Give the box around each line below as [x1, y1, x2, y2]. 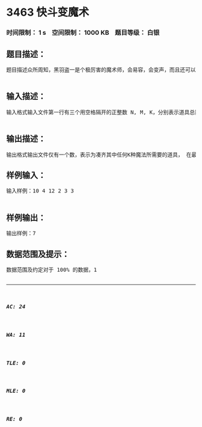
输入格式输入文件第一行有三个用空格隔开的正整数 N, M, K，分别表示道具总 [6, 109, 195, 115]
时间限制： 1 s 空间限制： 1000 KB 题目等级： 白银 [6, 28, 160, 37]
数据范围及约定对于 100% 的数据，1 [6, 266, 97, 273]
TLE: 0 [6, 359, 26, 366]
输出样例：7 [6, 230, 36, 237]
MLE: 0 [6, 387, 26, 395]
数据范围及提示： [6, 249, 70, 259]
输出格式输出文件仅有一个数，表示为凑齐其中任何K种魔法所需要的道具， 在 [6, 151, 192, 158]
